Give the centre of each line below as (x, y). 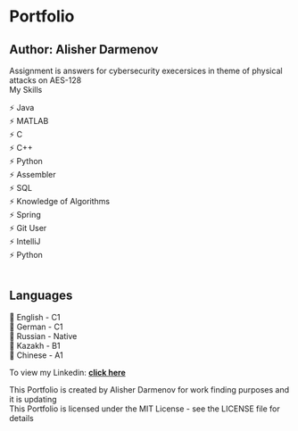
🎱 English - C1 (35, 317)
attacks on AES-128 (46, 80)
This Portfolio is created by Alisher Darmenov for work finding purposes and (149, 389)
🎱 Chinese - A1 (37, 355)
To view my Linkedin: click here (68, 372)
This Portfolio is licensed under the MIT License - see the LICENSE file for (145, 409)
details (21, 418)
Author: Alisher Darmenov (84, 50)
